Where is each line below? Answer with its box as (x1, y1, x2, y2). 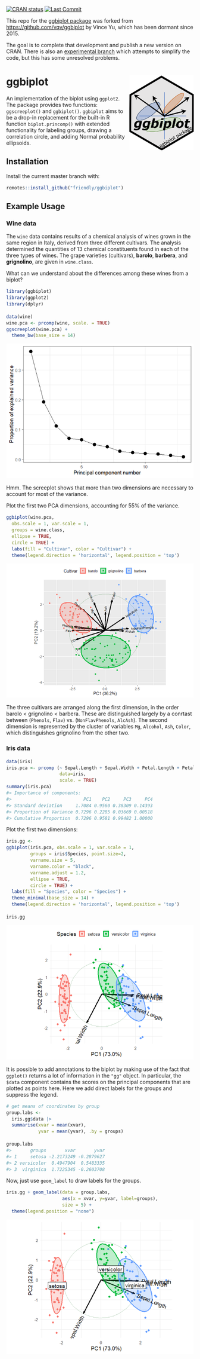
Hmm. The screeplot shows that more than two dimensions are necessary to (6, 484, 193, 491)
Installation (6, 157, 49, 167)
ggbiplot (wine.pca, (6, 515, 55, 521)
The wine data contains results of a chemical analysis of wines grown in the (6, 233, 191, 240)
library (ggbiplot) (6, 289, 52, 295)
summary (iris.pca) (6, 783, 52, 790)
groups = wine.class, (11, 527, 65, 533)
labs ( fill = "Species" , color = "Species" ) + (11, 889, 127, 895)
